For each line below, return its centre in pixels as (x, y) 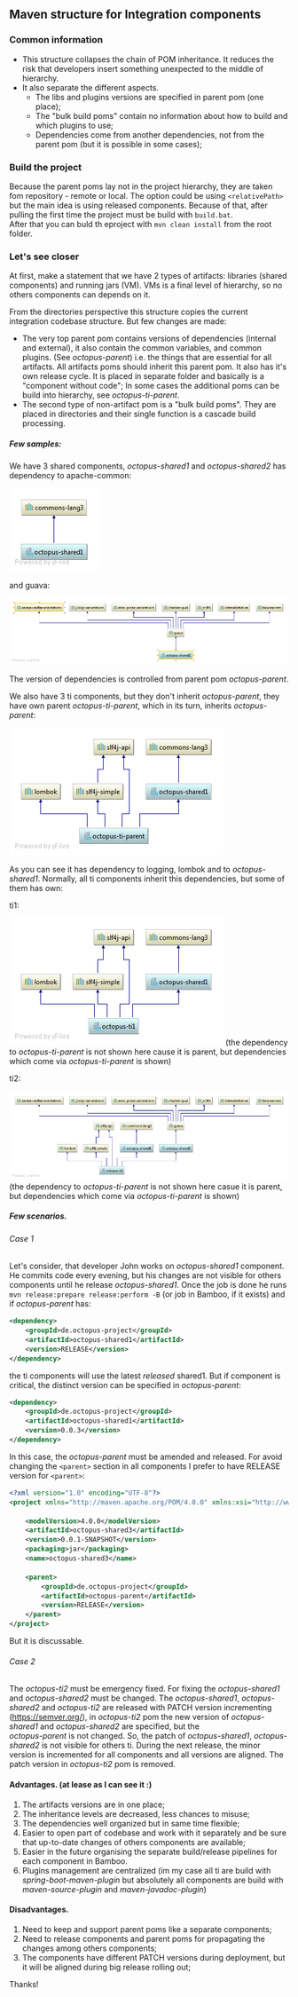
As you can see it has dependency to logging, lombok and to (120, 869)
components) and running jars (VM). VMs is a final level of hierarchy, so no (146, 285)
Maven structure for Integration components (135, 15)
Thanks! (24, 1984)
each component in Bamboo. (75, 1861)
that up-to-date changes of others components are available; (133, 1842)
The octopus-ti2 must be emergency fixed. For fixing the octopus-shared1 (145, 1689)
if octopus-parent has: (50, 1304)
